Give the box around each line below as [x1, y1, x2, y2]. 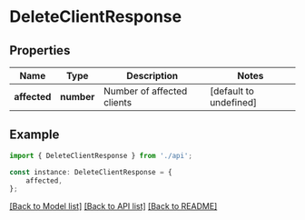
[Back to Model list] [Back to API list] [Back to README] [9, 201, 218, 212]
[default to [210, 85, 254, 97]
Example [9, 127, 60, 143]
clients [103, 96, 133, 108]
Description [126, 70, 179, 82]
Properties [9, 43, 71, 58]
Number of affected [103, 85, 188, 97]
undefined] [210, 96, 257, 108]
